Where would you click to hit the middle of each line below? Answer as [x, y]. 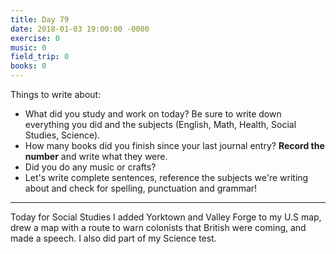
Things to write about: [56, 94]
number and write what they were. [96, 156]
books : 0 [28, 66]
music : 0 [28, 47]
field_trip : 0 [40, 57]
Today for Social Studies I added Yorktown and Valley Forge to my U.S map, [166, 217]
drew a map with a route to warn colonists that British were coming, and [158, 227]
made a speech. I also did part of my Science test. [113, 238]
